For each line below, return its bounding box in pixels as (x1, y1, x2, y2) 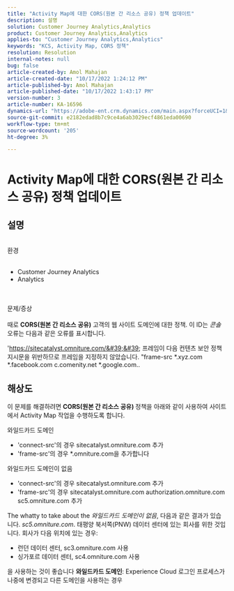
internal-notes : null (7, 56, 70, 63)
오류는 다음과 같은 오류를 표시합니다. (7, 329, 106, 338)
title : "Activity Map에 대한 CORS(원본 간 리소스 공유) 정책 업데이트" (7, 10, 195, 17)
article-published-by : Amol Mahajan (7, 82, 114, 89)
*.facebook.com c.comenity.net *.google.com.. (7, 361, 141, 369)
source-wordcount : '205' (7, 127, 79, 134)
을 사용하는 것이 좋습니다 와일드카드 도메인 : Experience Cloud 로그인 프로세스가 (7, 567, 225, 576)
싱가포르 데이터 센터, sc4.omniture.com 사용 (17, 553, 141, 561)
